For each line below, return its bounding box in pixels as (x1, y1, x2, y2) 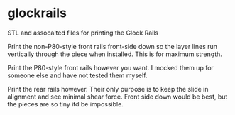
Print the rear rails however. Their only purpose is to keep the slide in (7, 84, 209, 93)
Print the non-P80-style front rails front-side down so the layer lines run (7, 42, 218, 50)
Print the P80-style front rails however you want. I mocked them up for (7, 63, 214, 72)
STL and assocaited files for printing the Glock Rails (7, 28, 158, 37)
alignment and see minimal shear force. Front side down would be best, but (7, 92, 228, 101)
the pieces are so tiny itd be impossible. (7, 99, 124, 108)
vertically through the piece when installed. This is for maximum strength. (7, 50, 222, 58)
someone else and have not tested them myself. (7, 71, 148, 80)
